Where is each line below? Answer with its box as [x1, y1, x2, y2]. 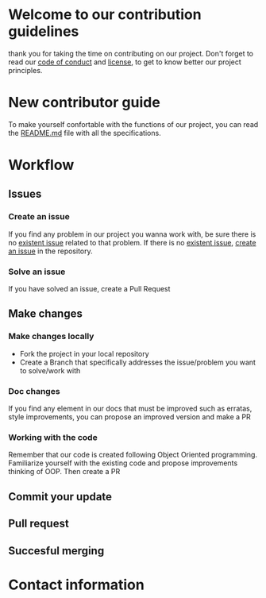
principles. [8, 65, 43, 75]
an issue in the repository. [8, 246, 93, 256]
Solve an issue [8, 266, 66, 277]
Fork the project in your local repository [19, 349, 149, 358]
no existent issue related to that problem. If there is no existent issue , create [8, 237, 256, 247]
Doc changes [8, 385, 61, 396]
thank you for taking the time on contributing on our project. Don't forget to [8, 48, 254, 58]
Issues [8, 187, 42, 201]
